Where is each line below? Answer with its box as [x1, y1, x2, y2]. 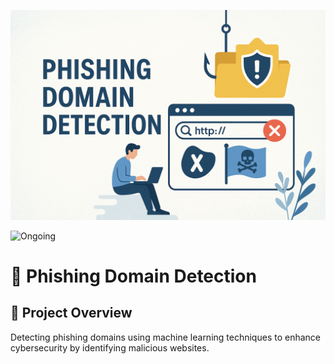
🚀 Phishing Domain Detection [10, 265, 257, 287]
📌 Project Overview [10, 305, 133, 322]
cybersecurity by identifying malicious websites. [10, 341, 210, 354]
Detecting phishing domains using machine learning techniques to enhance [10, 331, 321, 343]
